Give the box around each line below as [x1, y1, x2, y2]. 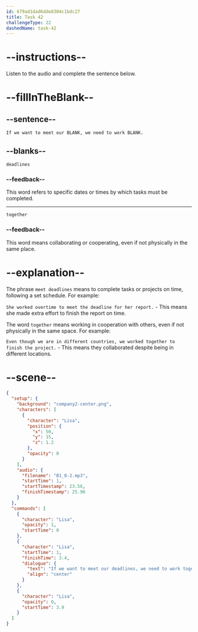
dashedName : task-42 [6, 25, 57, 31]
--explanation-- [6, 266, 85, 279]
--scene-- [6, 370, 57, 384]
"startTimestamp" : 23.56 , [21, 484, 85, 490]
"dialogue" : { [21, 561, 57, 566]
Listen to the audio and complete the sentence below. [6, 70, 137, 77]
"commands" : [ [11, 506, 46, 512]
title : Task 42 [6, 14, 44, 20]
